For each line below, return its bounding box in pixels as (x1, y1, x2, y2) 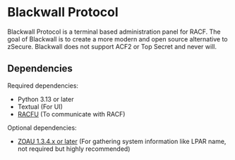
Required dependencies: (7, 81, 79, 90)
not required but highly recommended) (17, 145, 131, 153)
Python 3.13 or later (17, 95, 74, 103)
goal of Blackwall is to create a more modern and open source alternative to (7, 34, 228, 43)
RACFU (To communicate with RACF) (17, 109, 126, 118)
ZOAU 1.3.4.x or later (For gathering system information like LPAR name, (17, 137, 227, 145)
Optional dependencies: (7, 124, 77, 132)
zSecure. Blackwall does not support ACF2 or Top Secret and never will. (7, 42, 217, 51)
